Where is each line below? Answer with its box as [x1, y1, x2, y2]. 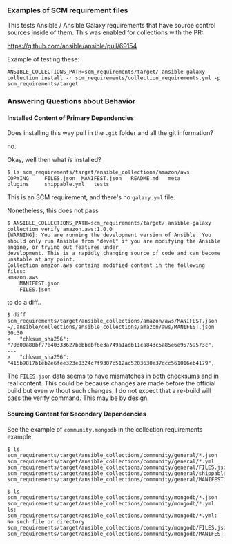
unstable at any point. [7, 256, 76, 263]
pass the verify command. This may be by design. [7, 394, 150, 402]
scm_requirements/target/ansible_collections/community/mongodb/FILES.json [7, 524, 230, 531]
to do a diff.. [7, 299, 41, 307]
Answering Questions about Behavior [7, 97, 136, 106]
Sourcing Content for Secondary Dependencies [7, 410, 146, 419]
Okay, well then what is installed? [7, 156, 101, 164]
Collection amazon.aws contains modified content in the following [7, 262, 206, 269]
